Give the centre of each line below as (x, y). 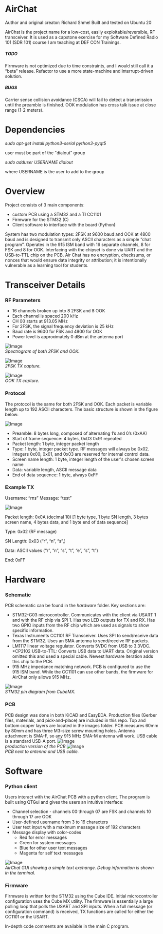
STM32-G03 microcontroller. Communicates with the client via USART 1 (84, 615)
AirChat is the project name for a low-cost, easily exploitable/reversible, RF (80, 32)
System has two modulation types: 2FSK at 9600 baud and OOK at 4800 (78, 234)
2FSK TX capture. (23, 366)
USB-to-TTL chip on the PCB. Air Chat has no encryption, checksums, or (78, 255)
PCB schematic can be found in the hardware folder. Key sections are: (75, 606)
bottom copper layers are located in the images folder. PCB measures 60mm (82, 725)
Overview (25, 191)
